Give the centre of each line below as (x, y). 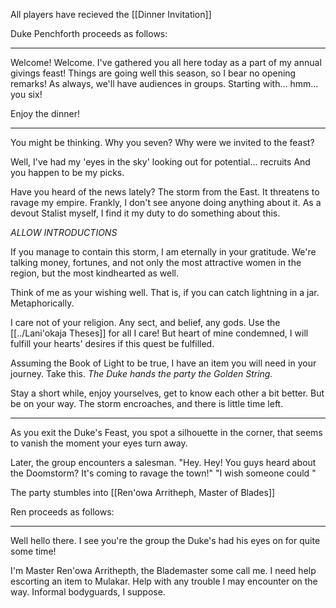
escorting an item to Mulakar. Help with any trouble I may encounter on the (164, 581)
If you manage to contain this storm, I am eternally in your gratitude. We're (163, 252)
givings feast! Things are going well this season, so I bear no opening (153, 73)
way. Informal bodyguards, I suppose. (88, 592)
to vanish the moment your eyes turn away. (99, 443)
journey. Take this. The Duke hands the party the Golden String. (141, 373)
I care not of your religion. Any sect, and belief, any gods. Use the (145, 322)
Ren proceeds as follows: (62, 512)
